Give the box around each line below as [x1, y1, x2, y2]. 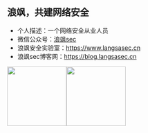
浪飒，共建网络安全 [7, 6, 89, 19]
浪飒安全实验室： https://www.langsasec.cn [17, 44, 140, 52]
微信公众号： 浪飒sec [17, 35, 77, 43]
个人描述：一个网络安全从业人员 [17, 26, 109, 35]
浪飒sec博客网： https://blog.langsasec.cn [17, 52, 137, 60]
